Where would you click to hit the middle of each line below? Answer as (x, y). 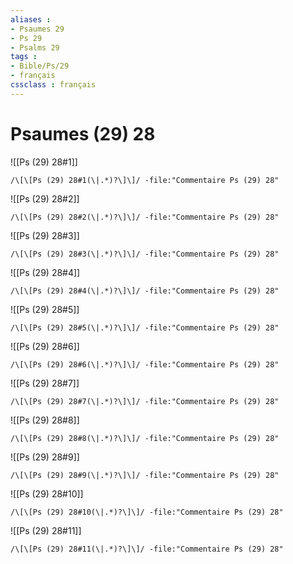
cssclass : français (53, 85)
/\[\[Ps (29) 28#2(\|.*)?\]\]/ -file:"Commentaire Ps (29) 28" (145, 217)
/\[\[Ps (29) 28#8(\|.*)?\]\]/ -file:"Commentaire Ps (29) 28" (145, 438)
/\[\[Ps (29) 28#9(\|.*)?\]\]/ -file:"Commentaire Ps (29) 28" (145, 475)
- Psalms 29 (35, 47)
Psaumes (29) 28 (83, 133)
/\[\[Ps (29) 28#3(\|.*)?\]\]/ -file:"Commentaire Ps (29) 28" (145, 254)
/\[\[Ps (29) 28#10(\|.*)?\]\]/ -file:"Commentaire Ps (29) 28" (147, 512)
